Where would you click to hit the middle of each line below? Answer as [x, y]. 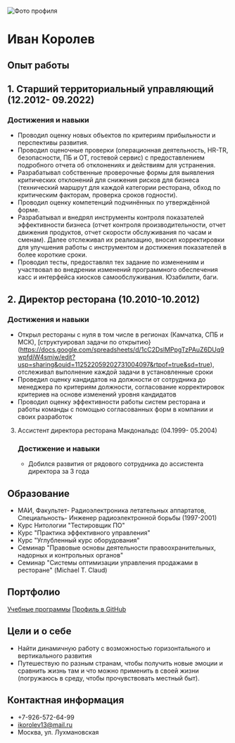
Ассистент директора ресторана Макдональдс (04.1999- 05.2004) [118, 430]
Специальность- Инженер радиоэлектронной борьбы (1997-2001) [117, 518]
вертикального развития [55, 655]
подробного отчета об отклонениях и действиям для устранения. [116, 165]
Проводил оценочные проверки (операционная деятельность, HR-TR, [123, 150]
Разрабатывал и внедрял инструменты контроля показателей [111, 217]
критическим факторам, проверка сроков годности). [97, 195]
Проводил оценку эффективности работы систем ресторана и [112, 401]
